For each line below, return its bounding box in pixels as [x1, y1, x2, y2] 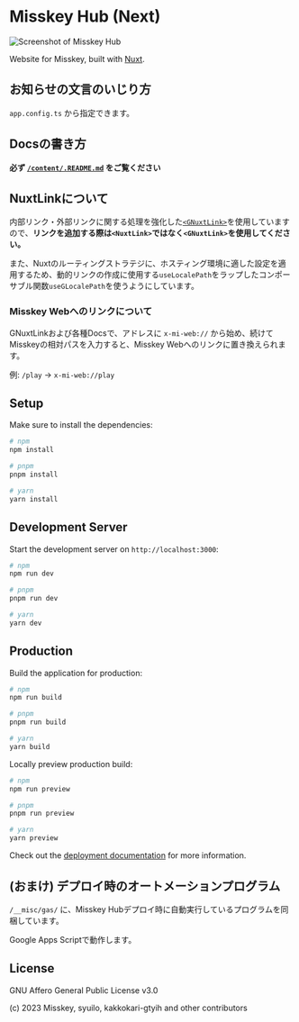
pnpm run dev [9, 594, 59, 603]
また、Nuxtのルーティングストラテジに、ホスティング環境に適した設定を [9, 258, 279, 269]
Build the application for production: [9, 667, 142, 678]
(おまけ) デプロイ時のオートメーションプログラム [9, 878, 281, 893]
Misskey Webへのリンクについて [9, 305, 153, 318]
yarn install [9, 494, 59, 503]
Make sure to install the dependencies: [9, 420, 153, 430]
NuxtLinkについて [9, 191, 109, 206]
